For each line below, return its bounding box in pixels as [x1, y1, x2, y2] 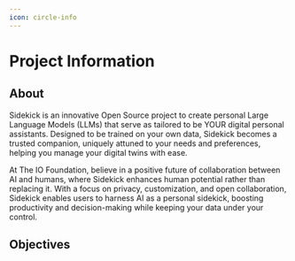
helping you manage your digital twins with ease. [9, 147, 188, 157]
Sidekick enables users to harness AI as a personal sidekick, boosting [9, 192, 264, 203]
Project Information [9, 50, 155, 71]
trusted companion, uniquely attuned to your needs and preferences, [9, 138, 261, 149]
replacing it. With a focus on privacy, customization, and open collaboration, [9, 183, 287, 194]
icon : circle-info [9, 12, 77, 22]
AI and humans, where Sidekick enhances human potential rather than [9, 173, 266, 184]
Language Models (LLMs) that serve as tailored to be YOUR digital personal [9, 119, 285, 129]
